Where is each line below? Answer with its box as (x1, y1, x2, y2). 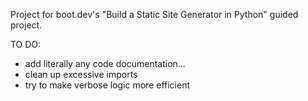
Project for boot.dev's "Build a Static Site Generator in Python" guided (10, 9, 299, 20)
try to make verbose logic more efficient (24, 79, 191, 91)
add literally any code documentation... (24, 58, 186, 69)
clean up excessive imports (24, 69, 138, 80)
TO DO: (10, 39, 42, 50)
